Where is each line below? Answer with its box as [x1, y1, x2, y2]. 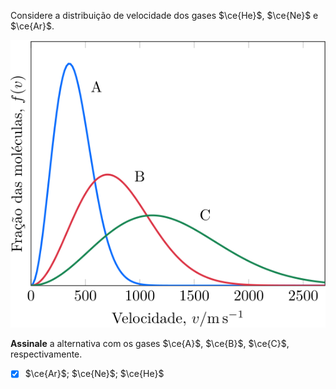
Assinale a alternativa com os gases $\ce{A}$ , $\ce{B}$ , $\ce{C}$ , [10, 338, 290, 350]
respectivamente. [10, 348, 83, 360]
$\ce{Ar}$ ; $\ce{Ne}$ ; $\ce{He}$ [24, 368, 165, 380]
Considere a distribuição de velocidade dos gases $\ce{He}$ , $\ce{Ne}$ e [10, 10, 319, 21]
